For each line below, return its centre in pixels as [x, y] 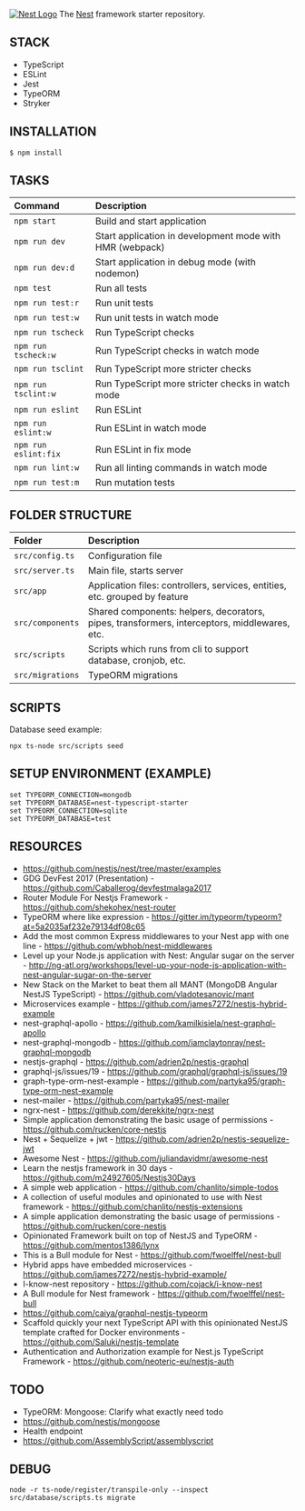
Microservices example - [69, 1004]
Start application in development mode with [188, 236]
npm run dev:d [44, 268]
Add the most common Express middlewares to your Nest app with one [156, 936]
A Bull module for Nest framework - [89, 1293]
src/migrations [47, 675]
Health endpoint [53, 1431]
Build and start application [151, 221]
